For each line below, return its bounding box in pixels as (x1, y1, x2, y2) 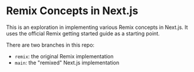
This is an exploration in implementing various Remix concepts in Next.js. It (6, 24, 188, 31)
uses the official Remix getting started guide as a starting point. (6, 30, 160, 37)
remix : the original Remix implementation (14, 53, 114, 60)
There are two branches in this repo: (6, 41, 95, 48)
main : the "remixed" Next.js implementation (14, 59, 120, 66)
